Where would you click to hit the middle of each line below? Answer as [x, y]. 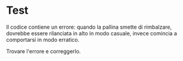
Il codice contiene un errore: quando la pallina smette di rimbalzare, [89, 27]
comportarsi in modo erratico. [43, 39]
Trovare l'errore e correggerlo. [44, 51]
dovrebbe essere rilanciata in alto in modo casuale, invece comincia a [91, 33]
